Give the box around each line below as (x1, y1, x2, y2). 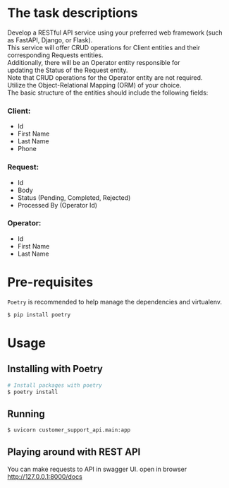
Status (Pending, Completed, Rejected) (17, 193, 131, 202)
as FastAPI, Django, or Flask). (7, 35, 93, 44)
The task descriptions (7, 5, 139, 21)
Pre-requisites (7, 274, 94, 290)
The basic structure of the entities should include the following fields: (7, 88, 209, 97)
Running (7, 407, 46, 419)
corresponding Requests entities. (7, 51, 104, 59)
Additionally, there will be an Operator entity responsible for (7, 58, 181, 66)
